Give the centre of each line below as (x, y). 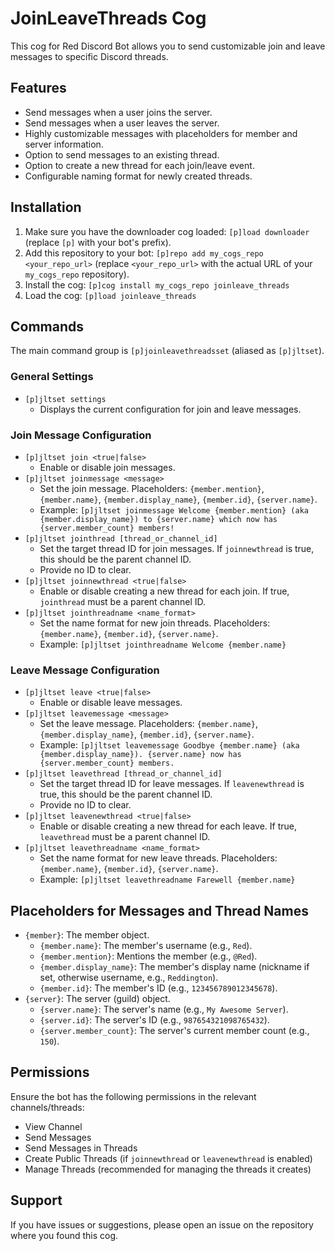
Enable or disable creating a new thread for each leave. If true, (168, 826)
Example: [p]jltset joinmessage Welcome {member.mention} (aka (174, 509)
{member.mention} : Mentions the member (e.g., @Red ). (148, 956)
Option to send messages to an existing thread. (122, 154)
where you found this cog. (64, 1235)
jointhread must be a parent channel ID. (123, 601)
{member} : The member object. (87, 935)
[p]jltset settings (65, 399)
